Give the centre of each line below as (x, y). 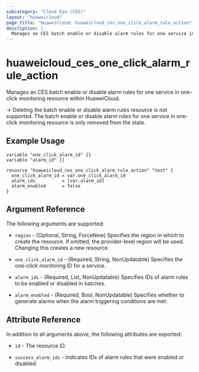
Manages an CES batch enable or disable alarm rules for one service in (93, 92)
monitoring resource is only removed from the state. (82, 123)
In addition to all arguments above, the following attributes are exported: (94, 334)
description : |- (26, 28)
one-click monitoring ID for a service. (60, 265)
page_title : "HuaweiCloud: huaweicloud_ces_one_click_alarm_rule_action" (99, 23)
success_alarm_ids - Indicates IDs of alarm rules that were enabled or (99, 357)
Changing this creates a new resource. (62, 247)
